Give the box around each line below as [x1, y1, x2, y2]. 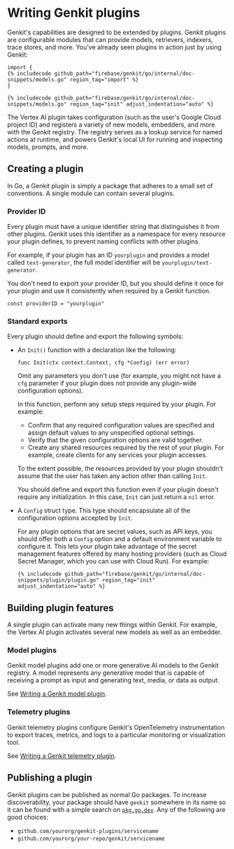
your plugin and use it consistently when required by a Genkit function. [7, 287, 211, 295]
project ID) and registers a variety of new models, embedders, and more [7, 120, 215, 129]
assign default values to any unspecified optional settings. [27, 428, 196, 437]
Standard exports [7, 316, 68, 326]
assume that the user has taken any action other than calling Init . [17, 472, 207, 480]
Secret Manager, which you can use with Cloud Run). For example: [17, 557, 210, 566]
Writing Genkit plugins [7, 5, 140, 21]
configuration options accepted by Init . [17, 514, 133, 522]
